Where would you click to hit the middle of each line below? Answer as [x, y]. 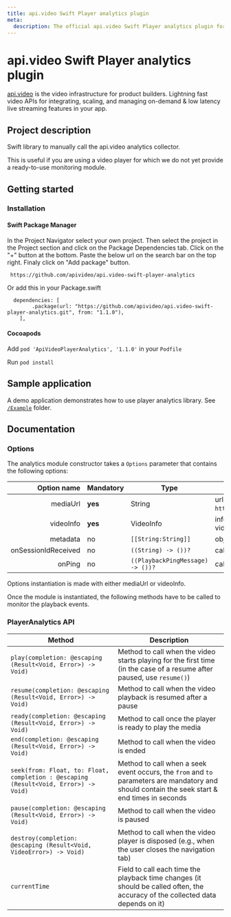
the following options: [38, 471]
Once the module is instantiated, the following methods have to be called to [114, 597]
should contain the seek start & [168, 789]
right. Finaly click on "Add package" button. [69, 262]
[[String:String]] [161, 539]
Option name [59, 488]
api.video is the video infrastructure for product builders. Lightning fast [108, 94]
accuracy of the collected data [167, 895]
